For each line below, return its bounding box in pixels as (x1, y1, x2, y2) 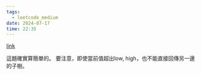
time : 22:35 (6, 25, 36, 32)
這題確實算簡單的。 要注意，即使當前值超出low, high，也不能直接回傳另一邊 (6, 55, 196, 62)
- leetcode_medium (12, 15, 59, 21)
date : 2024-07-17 (6, 20, 50, 26)
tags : (6, 8, 20, 15)
